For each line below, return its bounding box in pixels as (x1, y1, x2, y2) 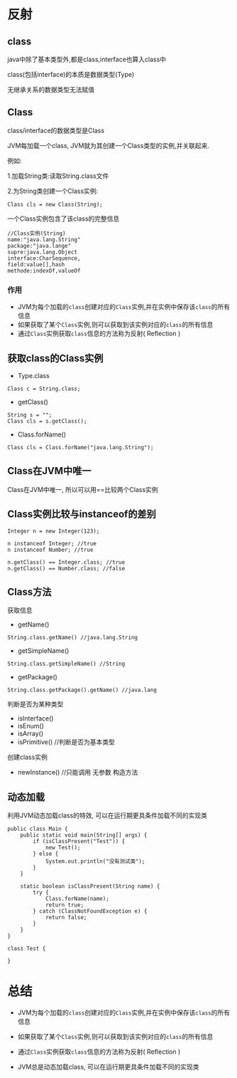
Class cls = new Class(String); (7, 201, 103, 208)
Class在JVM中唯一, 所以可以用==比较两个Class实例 (7, 485, 158, 493)
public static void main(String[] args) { (20, 832, 148, 839)
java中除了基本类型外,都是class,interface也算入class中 (7, 55, 167, 63)
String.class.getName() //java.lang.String (7, 634, 138, 642)
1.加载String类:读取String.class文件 (7, 172, 109, 180)
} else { (33, 850, 59, 858)
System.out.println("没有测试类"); (45, 858, 145, 865)
